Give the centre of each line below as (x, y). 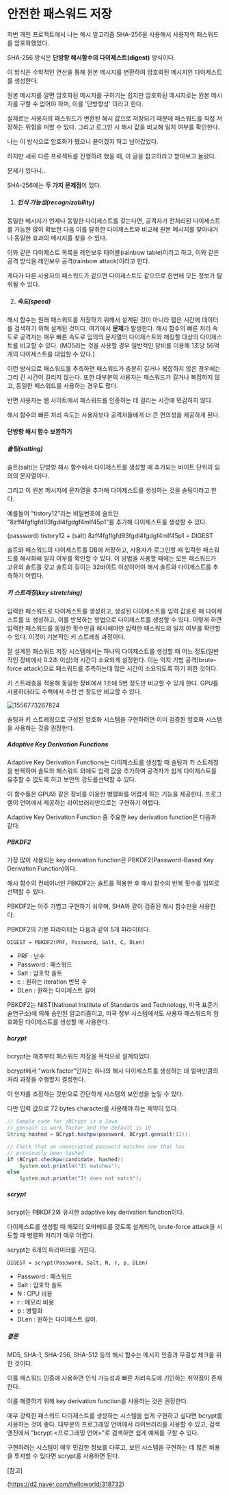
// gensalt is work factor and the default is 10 (79, 1128)
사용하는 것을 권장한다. (44, 728)
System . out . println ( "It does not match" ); (81, 1179)
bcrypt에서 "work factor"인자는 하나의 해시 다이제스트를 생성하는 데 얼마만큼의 (113, 1071)
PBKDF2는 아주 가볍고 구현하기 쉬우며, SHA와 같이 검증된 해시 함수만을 (102, 906)
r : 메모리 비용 (36, 1302)
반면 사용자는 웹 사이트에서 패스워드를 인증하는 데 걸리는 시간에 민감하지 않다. (110, 400)
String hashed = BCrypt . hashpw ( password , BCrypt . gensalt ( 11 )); (99, 1134)
